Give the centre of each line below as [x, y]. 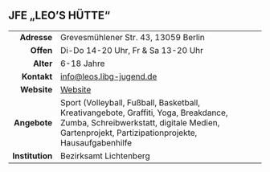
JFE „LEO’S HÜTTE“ [59, 16]
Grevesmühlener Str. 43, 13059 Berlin [132, 37]
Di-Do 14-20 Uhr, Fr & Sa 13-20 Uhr [131, 50]
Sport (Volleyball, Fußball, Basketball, [130, 102]
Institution [33, 156]
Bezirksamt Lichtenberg [105, 156]
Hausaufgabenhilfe [96, 142]
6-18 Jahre [82, 63]
